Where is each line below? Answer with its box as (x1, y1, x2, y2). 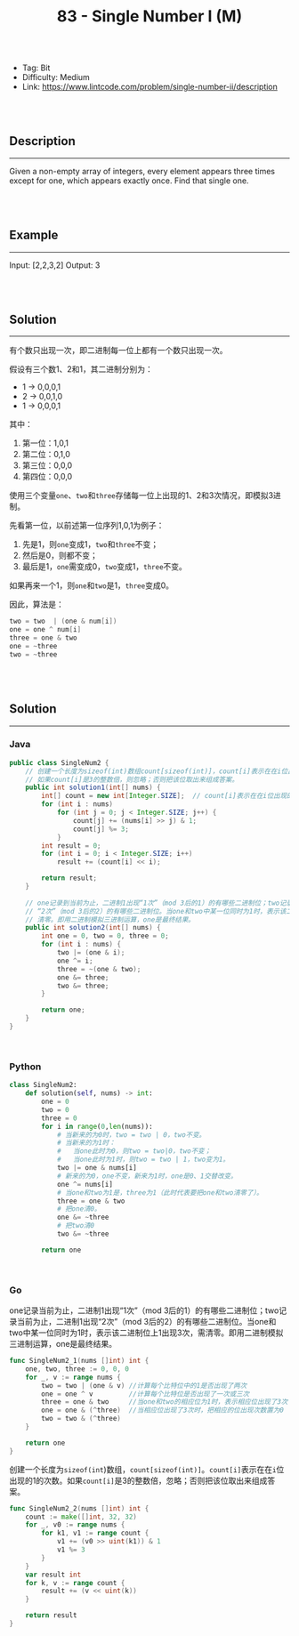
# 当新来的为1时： (56, 1139, 116, 1148)
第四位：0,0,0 (21, 471, 73, 482)
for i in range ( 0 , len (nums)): (41, 1122, 153, 1131)
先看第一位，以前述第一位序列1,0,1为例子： (9, 520, 165, 531)
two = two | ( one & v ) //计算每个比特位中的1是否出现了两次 (41, 1381, 247, 1390)
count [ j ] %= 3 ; (72, 825, 129, 834)
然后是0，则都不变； (21, 550, 98, 561)
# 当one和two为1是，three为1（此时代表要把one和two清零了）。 (56, 1188, 264, 1197)
